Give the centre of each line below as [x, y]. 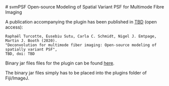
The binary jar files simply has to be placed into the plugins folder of [76, 73]
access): [14, 27]
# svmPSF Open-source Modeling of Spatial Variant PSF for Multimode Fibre [85, 7]
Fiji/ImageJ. [17, 78]
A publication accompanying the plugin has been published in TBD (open [81, 22]
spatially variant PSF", [31, 49]
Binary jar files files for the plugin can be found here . [60, 63]
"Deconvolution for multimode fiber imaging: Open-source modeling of [81, 45]
